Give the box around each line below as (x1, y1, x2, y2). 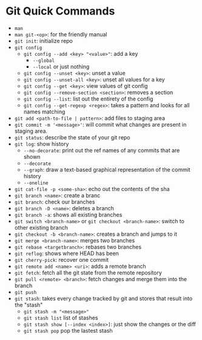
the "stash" (14, 301, 43, 308)
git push (14, 289, 37, 295)
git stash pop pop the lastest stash (23, 327, 113, 334)
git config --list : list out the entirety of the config (23, 95, 153, 102)
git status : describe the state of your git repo (14, 133, 131, 141)
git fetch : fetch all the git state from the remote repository (14, 268, 162, 276)
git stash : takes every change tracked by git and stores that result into (14, 295, 193, 302)
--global (32, 58, 55, 64)
